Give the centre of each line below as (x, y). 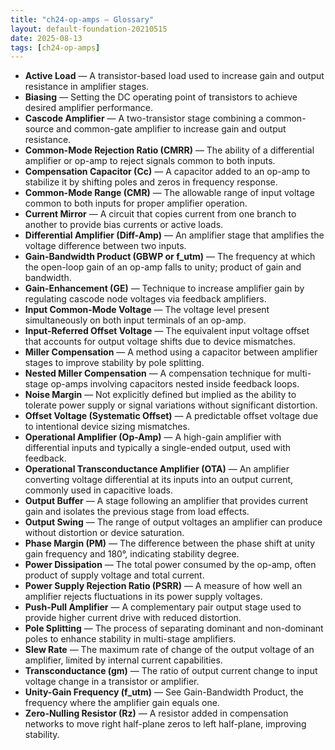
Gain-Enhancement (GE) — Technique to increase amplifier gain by (164, 288)
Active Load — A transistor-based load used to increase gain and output (174, 76)
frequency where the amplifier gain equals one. (122, 703)
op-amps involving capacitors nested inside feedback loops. (175, 384)
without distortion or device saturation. (104, 533)
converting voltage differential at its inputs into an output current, (159, 480)
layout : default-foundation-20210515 (89, 29)
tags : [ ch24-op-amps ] (55, 47)
